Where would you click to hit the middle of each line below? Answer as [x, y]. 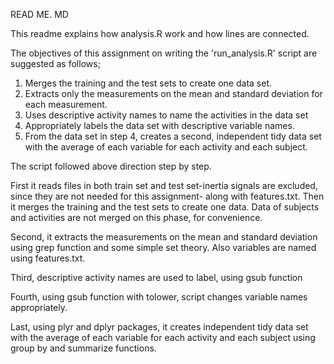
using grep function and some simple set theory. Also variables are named [163, 247]
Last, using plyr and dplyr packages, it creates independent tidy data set [159, 327]
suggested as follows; [55, 63]
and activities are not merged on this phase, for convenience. [136, 217]
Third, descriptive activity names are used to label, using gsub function [156, 277]
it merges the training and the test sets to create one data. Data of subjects [165, 207]
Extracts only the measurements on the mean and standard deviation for [173, 93]
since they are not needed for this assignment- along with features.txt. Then [167, 196]
